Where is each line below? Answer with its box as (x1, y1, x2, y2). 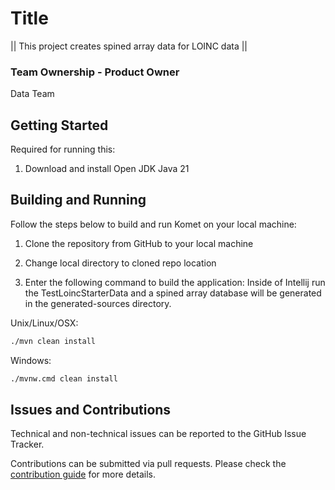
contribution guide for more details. (10, 468, 157, 481)
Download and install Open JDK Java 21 (24, 163, 190, 175)
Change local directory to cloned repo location (24, 257, 217, 269)
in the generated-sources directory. (24, 297, 172, 309)
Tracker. (10, 438, 45, 451)
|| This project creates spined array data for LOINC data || (10, 40, 248, 52)
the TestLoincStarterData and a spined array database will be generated (24, 287, 322, 299)
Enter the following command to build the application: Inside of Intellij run (24, 276, 326, 288)
